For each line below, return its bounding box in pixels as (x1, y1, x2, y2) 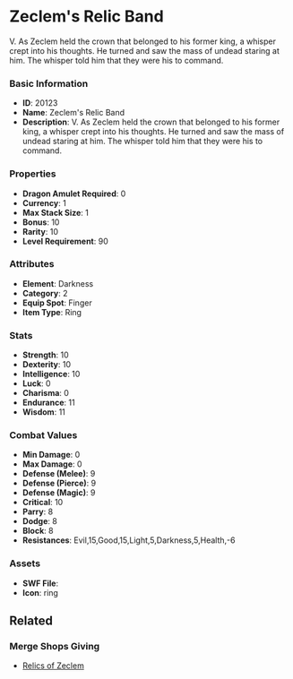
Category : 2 (22, 288, 68, 298)
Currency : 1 (22, 197, 67, 208)
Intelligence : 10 (22, 369, 81, 380)
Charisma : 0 (22, 388, 70, 399)
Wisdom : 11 (22, 407, 65, 417)
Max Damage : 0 (22, 459, 82, 469)
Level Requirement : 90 (22, 236, 109, 246)
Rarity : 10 (22, 226, 58, 236)
